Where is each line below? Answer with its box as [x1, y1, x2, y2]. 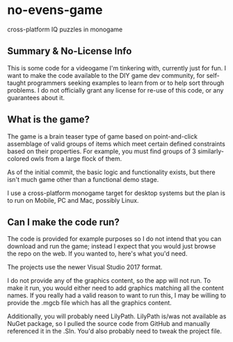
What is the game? [7, 114, 90, 125]
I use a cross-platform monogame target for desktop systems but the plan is [7, 189, 226, 197]
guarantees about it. [7, 93, 65, 102]
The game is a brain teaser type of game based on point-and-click [7, 132, 198, 141]
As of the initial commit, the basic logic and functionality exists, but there [7, 168, 216, 176]
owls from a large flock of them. [30, 154, 122, 162]
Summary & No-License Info [7, 45, 132, 57]
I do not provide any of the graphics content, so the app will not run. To [7, 277, 211, 285]
